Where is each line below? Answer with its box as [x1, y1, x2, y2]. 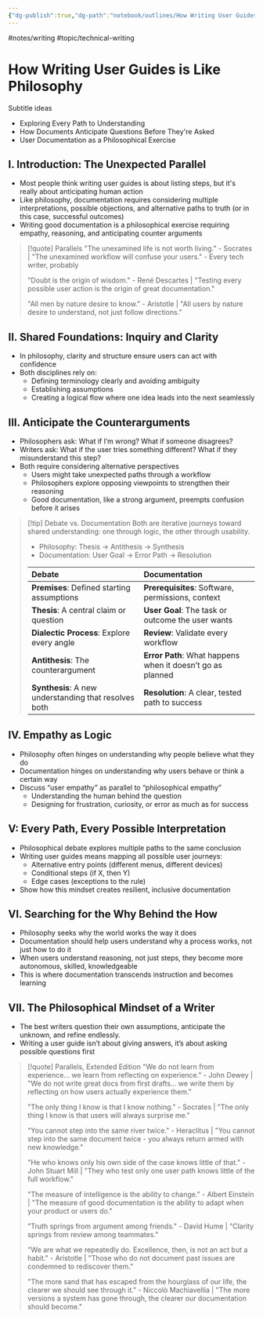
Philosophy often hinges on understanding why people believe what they [19, 749, 254, 758]
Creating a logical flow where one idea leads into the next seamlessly [31, 393, 255, 403]
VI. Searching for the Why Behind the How [8, 907, 218, 921]
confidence [19, 360, 57, 369]
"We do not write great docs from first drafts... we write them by [27, 1079, 235, 1088]
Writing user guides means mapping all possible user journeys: [19, 851, 223, 860]
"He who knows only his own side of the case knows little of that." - [27, 1158, 246, 1167]
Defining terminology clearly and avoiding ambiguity [31, 376, 200, 385]
